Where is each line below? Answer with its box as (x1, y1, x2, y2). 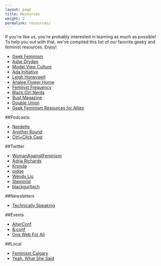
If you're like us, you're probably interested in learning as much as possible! (5, 34, 156, 40)
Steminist (12, 179, 31, 185)
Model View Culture (12, 64, 52, 70)
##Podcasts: (5, 114, 31, 120)
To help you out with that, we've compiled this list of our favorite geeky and (5, 39, 156, 45)
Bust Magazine (12, 95, 42, 101)
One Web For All (12, 232, 45, 237)
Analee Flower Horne (12, 79, 55, 85)
